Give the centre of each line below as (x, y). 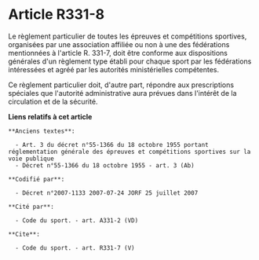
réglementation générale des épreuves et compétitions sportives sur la (129, 152)
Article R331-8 (56, 15)
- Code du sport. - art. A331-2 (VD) (77, 220)
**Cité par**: (31, 207)
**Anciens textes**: (42, 131)
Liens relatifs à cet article (50, 116)
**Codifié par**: (36, 179)
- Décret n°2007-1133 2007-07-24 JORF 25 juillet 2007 (107, 193)
